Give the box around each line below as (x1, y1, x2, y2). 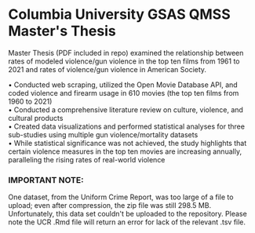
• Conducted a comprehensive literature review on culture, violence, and (8, 104, 243, 115)
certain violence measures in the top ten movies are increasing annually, (8, 147, 242, 156)
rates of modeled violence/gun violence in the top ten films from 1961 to (8, 56, 240, 66)
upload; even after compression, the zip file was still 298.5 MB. (8, 201, 212, 210)
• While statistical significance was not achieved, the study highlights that (8, 138, 247, 147)
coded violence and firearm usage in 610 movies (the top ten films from (8, 88, 239, 97)
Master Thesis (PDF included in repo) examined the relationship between (8, 48, 244, 57)
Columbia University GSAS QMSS (8, 5, 231, 24)
